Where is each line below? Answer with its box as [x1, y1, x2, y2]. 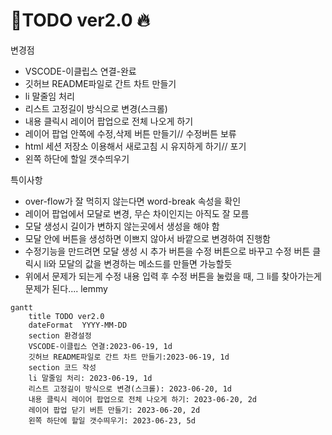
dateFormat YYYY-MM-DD [28, 320, 128, 330]
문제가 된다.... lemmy [24, 282, 108, 294]
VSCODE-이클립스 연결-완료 [24, 65, 137, 77]
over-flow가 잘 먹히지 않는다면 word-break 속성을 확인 [24, 195, 242, 207]
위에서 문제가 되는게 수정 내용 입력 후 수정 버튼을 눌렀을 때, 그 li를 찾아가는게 [24, 270, 322, 282]
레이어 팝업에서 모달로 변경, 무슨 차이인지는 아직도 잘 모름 [24, 207, 250, 219]
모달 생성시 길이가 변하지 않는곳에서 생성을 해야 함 [24, 220, 220, 232]
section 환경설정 [28, 330, 92, 341]
